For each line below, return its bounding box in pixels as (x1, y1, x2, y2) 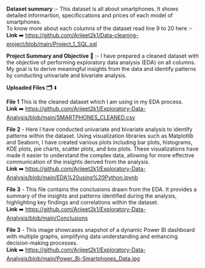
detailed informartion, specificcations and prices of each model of (6, 12, 173, 19)
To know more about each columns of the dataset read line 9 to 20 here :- (6, 24, 193, 32)
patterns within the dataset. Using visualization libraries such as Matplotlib (6, 132, 194, 140)
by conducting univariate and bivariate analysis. (6, 72, 127, 79)
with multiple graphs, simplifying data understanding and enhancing (6, 233, 178, 240)
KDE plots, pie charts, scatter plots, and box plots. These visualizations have (6, 145, 199, 152)
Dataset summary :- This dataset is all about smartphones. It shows (6, 6, 179, 12)
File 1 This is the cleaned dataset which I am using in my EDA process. (6, 98, 184, 105)
